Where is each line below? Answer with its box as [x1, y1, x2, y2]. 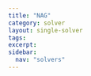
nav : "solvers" [15, 56, 66, 64]
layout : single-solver [8, 26, 83, 34]
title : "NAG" [8, 11, 51, 20]
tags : [8, 33, 26, 42]
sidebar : [8, 48, 37, 56]
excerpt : [8, 41, 37, 49]
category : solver [8, 19, 66, 27]
